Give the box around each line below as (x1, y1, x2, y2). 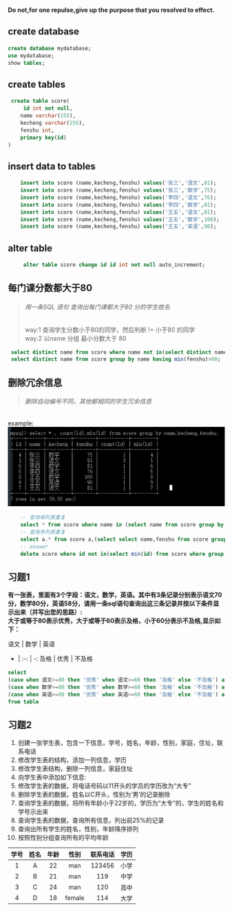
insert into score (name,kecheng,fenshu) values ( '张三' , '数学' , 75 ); (20, 187, 217, 194)
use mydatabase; (8, 52, 54, 59)
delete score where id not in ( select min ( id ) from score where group (20, 550, 224, 557)
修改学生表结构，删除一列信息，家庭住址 (17, 765, 133, 773)
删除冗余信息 (8, 377, 63, 388)
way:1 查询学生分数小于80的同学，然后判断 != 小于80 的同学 (24, 326, 196, 334)
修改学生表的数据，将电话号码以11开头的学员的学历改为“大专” (17, 782, 191, 790)
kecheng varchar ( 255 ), (20, 119, 85, 126)
